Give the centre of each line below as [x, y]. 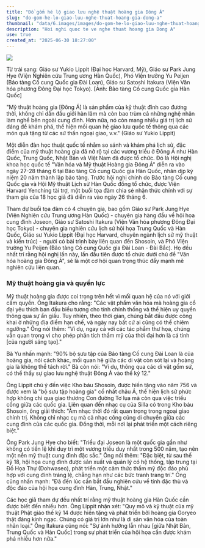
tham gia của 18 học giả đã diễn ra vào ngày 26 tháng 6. [77, 197]
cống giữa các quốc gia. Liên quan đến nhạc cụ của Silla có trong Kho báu [100, 405]
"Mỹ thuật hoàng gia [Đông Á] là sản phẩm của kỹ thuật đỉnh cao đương [97, 107]
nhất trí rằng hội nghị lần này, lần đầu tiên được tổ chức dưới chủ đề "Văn [98, 254]
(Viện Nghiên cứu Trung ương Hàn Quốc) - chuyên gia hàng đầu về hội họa [101, 215]
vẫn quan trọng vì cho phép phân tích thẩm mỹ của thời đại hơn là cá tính [98, 335]
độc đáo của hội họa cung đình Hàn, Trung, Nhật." [70, 488]
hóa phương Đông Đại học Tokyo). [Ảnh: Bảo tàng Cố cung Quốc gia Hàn [98, 89]
